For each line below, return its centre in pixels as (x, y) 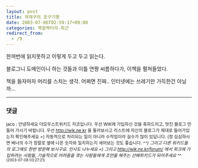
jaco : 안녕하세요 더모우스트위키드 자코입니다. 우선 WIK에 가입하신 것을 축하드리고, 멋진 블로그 (96, 125)
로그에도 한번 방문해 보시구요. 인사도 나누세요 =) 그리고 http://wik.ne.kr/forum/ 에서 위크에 (98, 149)
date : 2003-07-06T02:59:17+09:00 (47, 22)
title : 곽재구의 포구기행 (33, 17)
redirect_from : (25, 33)
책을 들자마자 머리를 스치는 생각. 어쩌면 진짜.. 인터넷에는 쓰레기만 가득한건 (91, 81)
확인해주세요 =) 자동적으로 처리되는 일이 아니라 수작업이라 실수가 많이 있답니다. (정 (94, 137)
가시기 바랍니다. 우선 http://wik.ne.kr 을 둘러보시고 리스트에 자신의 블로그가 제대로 (94, 131)
